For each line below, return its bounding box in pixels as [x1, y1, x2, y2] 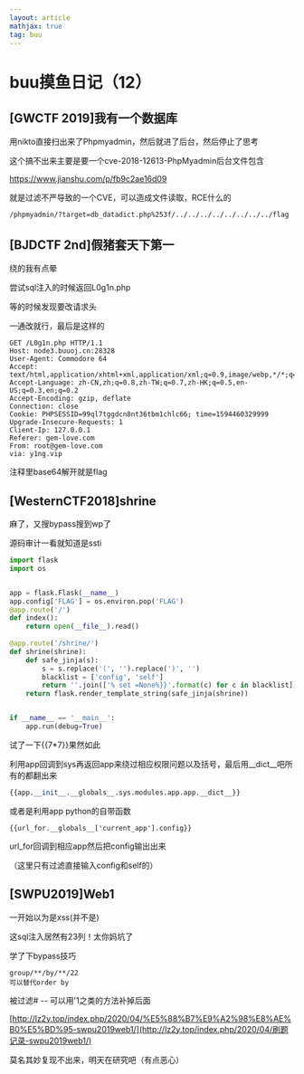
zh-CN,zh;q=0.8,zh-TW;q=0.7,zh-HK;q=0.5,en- [78, 378, 249, 387]
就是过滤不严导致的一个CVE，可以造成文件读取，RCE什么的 [9, 192, 232, 204]
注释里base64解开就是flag [9, 467, 108, 478]
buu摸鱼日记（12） [9, 71, 152, 92]
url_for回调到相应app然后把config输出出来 [9, 841, 166, 851]
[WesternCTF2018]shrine [9, 493, 157, 508]
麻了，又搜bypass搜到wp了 [9, 518, 111, 529]
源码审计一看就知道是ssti [9, 537, 102, 548]
